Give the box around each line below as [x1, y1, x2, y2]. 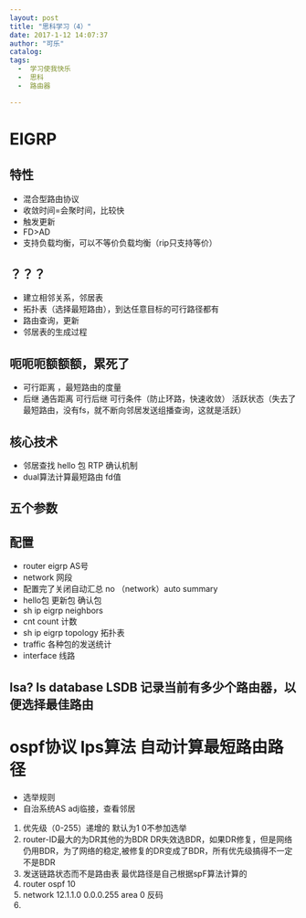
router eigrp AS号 [22, 561, 90, 572]
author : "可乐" [9, 38, 65, 48]
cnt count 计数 [22, 616, 78, 627]
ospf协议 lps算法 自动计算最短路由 [9, 736, 268, 757]
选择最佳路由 [21, 696, 94, 712]
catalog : [9, 47, 43, 57]
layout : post [9, 13, 59, 23]
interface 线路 [22, 650, 76, 661]
